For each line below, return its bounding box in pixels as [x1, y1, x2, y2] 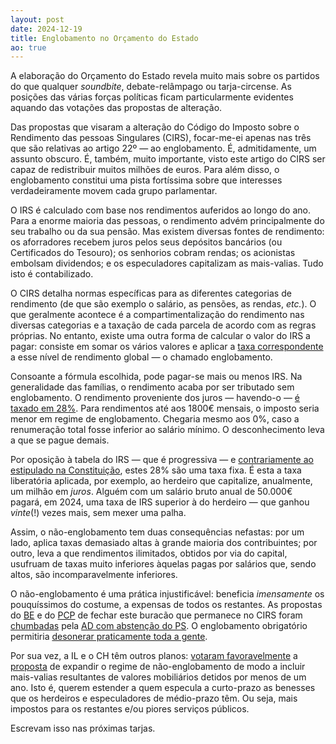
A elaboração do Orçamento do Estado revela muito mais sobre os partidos [10, 70, 320, 82]
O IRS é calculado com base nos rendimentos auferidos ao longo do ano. [10, 204, 311, 216]
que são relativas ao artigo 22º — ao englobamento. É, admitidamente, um [10, 142, 317, 155]
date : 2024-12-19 [10, 24, 83, 34]
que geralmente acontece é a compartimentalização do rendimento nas [10, 309, 305, 321]
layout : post [10, 14, 65, 25]
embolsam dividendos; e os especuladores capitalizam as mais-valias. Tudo [10, 257, 324, 270]
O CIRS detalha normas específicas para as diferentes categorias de [10, 287, 292, 300]
